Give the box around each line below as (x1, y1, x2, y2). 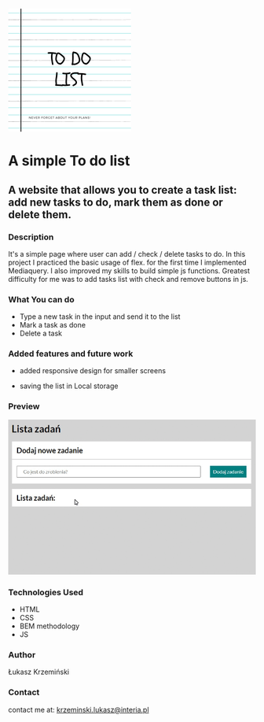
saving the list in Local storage (19, 381, 119, 391)
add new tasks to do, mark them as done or (8, 195, 224, 209)
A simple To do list (8, 152, 130, 170)
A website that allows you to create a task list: (8, 183, 237, 197)
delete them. (8, 208, 72, 221)
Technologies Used (8, 587, 84, 598)
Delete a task (19, 328, 63, 339)
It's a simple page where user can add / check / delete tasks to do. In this (8, 249, 246, 258)
